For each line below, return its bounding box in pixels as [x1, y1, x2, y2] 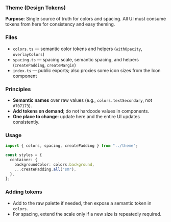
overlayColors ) [12, 51, 44, 57]
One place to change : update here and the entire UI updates [12, 113, 140, 119]
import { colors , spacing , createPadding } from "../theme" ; [5, 143, 138, 148]
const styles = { [5, 152, 42, 158]
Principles [5, 85, 31, 93]
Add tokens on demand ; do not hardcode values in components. [12, 108, 150, 114]
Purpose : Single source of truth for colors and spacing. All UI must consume [5, 16, 166, 22]
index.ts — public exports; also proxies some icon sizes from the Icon [12, 67, 161, 73]
